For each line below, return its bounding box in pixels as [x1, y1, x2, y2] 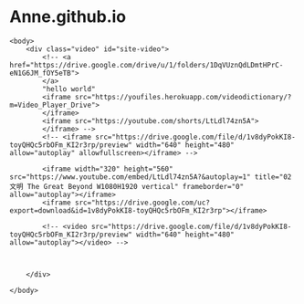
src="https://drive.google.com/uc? [74, 198, 210, 207]
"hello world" [42, 84, 96, 93]
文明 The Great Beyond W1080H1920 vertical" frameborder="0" [9, 182, 245, 191]
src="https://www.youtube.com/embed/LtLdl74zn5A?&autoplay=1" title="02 [9, 172, 292, 182]
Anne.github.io [9, 6, 127, 27]
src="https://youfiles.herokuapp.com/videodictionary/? [74, 92, 292, 101]
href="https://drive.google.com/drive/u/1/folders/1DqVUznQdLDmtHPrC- [9, 60, 284, 69]
